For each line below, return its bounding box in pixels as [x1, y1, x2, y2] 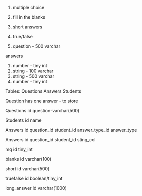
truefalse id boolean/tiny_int [5, 175, 63, 181]
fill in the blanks [12, 14, 45, 20]
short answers [12, 24, 43, 30]
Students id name [5, 117, 42, 123]
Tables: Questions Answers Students [5, 88, 81, 94]
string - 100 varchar [12, 68, 54, 74]
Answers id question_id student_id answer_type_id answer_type [5, 127, 137, 133]
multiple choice [12, 5, 45, 10]
